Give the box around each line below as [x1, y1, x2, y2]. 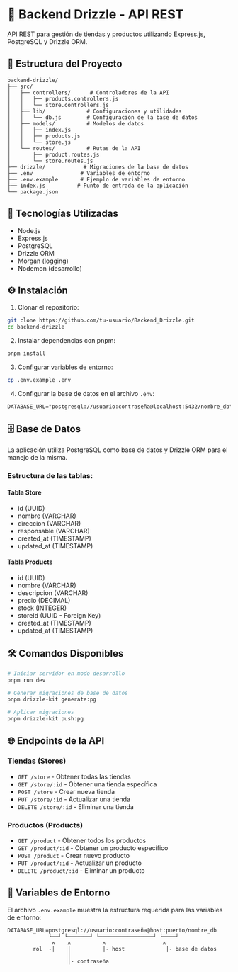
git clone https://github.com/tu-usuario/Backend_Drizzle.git [7, 317, 195, 324]
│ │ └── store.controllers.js [7, 101, 110, 108]
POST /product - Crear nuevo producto [17, 852, 130, 860]
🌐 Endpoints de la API [7, 735, 105, 747]
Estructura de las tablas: [7, 470, 93, 480]
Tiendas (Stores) [7, 756, 67, 766]
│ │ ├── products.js [7, 132, 81, 140]
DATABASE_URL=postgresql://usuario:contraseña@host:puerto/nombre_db [7, 927, 217, 934]
